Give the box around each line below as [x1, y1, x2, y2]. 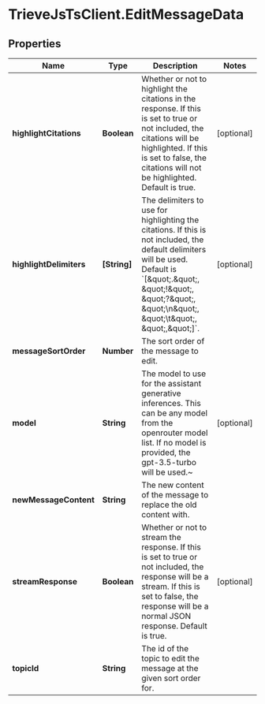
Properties [8, 37, 62, 50]
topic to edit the [141, 653, 200, 664]
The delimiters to [141, 195, 204, 206]
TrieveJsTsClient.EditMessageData [8, 6, 244, 24]
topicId [12, 663, 39, 673]
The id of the [141, 643, 189, 654]
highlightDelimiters [12, 259, 86, 270]
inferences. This [141, 398, 201, 408]
